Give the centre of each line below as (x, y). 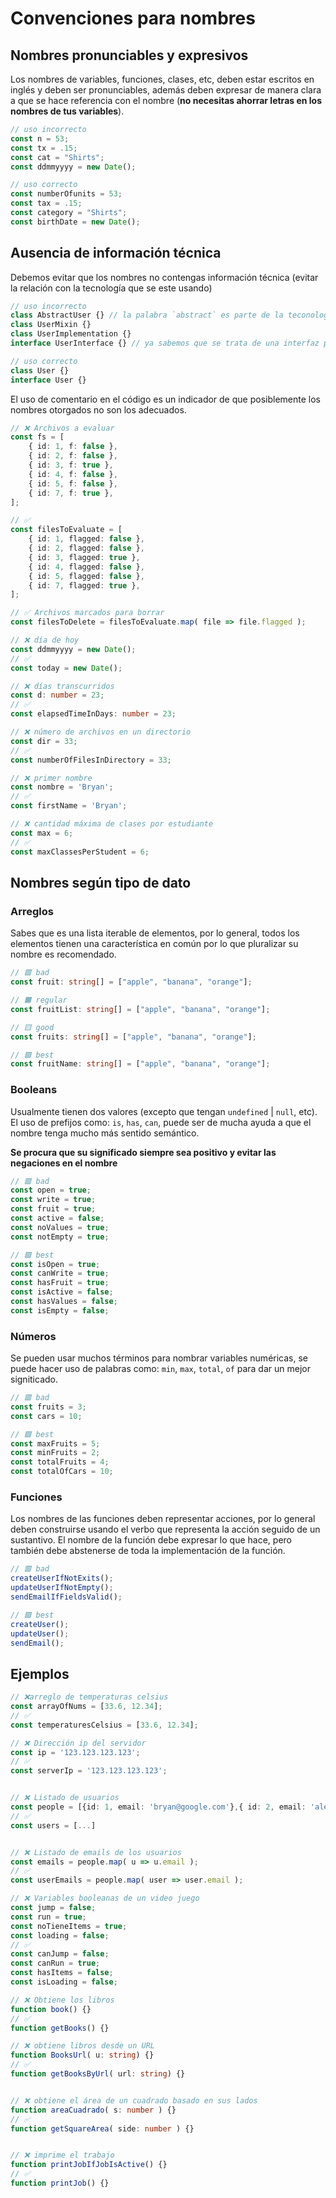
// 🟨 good (32, 1027)
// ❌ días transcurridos (62, 686)
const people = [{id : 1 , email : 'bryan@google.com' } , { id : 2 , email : (158, 1807)
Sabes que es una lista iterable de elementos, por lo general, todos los (155, 933)
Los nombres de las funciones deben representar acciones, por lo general (163, 1519)
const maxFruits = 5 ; (55, 1443)
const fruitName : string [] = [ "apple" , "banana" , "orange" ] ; (140, 1064)
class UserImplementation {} (71, 334)
